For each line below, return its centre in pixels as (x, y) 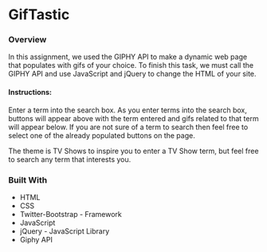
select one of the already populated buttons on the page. (102, 135)
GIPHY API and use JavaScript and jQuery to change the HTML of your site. (132, 74)
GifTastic (39, 15)
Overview (27, 40)
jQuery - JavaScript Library (65, 231)
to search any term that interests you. (70, 159)
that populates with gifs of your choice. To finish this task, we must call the (131, 65)
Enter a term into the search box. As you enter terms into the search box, (128, 110)
